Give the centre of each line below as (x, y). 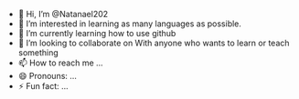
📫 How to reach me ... (60, 63)
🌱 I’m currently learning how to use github (97, 33)
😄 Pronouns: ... (48, 76)
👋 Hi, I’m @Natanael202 (63, 14)
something (38, 53)
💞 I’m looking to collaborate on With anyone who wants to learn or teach (154, 43)
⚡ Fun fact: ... (43, 86)
